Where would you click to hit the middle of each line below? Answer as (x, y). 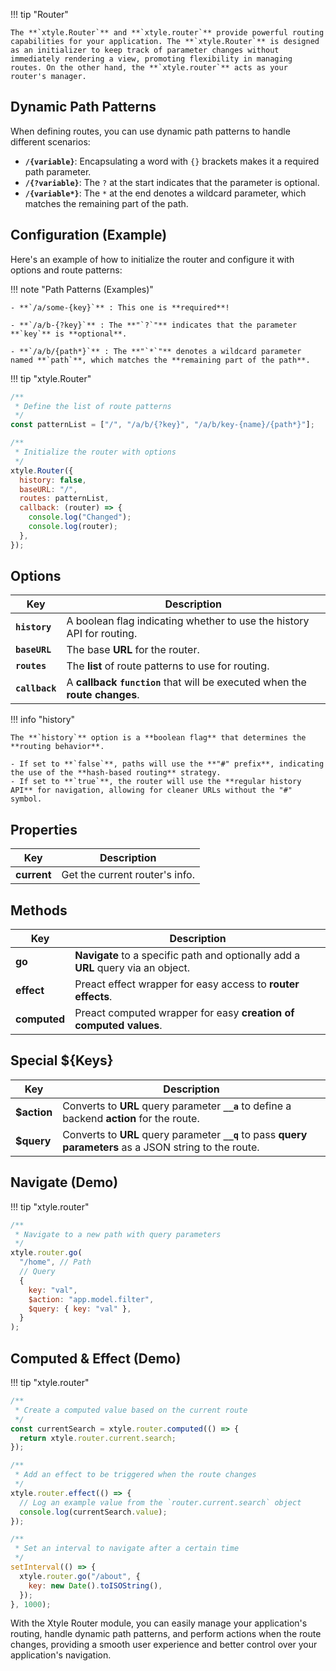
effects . (93, 997)
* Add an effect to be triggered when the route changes (135, 1475)
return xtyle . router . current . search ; (98, 1438)
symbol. (26, 799)
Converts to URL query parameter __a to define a (177, 1106)
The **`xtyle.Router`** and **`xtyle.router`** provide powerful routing (167, 33)
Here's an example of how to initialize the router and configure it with (152, 259)
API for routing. (102, 634)
